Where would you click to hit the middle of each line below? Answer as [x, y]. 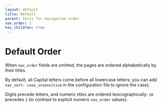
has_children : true [25, 28]
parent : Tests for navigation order [42, 18]
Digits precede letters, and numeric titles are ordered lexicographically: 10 [79, 94]
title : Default [20, 14]
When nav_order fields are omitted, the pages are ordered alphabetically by [81, 65]
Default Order [33, 52]
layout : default [21, 9]
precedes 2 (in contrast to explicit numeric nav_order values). [66, 100]
